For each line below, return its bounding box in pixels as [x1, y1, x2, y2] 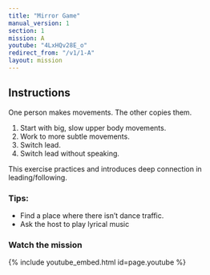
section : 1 [8, 26, 45, 34]
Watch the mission [8, 239, 83, 250]
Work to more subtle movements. [19, 131, 130, 141]
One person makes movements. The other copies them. [8, 107, 192, 117]
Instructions [8, 86, 71, 100]
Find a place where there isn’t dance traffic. [19, 210, 164, 220]
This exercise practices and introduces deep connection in [8, 164, 202, 173]
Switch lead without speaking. [19, 148, 120, 158]
